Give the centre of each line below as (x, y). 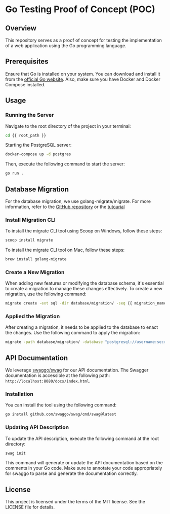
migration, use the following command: (46, 294)
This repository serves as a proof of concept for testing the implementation (83, 40)
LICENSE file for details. (30, 507)
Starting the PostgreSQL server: (38, 145)
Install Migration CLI (30, 220)
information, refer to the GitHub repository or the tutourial (65, 207)
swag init (16, 453)
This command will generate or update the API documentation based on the (84, 463)
